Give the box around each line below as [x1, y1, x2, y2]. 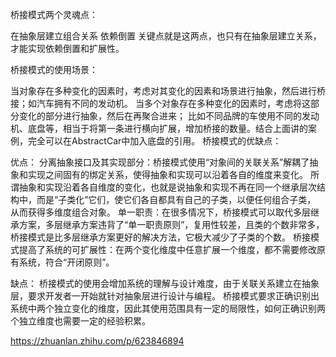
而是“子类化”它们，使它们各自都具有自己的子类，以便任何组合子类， [36, 194, 317, 205]
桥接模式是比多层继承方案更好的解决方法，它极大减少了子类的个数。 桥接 [10, 231, 311, 243]
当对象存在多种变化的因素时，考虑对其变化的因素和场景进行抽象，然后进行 [10, 85, 317, 97]
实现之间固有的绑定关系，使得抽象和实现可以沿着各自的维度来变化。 [27, 169, 308, 180]
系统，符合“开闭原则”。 [18, 256, 115, 268]
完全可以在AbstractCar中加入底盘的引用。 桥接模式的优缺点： [27, 135, 282, 147]
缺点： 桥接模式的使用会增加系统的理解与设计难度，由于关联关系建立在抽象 [10, 278, 320, 289]
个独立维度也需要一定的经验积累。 [10, 315, 151, 327]
